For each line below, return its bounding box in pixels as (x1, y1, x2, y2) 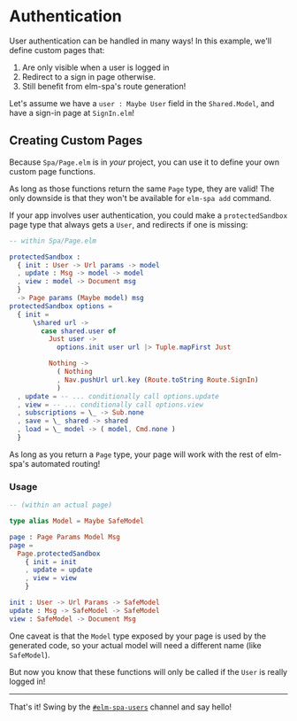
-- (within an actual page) (9, 500, 113, 510)
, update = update (25, 565, 93, 575)
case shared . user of (41, 326, 117, 336)
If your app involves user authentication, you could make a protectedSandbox (9, 210, 288, 221)
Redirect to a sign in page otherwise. (21, 71, 156, 81)
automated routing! (30, 458, 101, 469)
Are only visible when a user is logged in (21, 62, 170, 73)
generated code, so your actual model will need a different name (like (9, 640, 263, 650)
